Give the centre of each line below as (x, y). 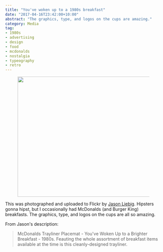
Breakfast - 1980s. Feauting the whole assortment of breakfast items (87, 239)
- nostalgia (17, 56)
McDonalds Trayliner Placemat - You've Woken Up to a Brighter (82, 234)
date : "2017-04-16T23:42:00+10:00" (42, 14)
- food (12, 47)
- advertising (20, 38)
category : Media (22, 24)
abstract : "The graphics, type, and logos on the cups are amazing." (79, 19)
